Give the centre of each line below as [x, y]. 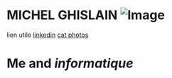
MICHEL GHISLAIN [62, 15]
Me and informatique [70, 63]
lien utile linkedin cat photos [48, 35]
